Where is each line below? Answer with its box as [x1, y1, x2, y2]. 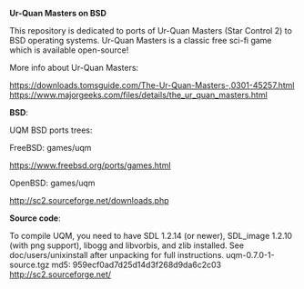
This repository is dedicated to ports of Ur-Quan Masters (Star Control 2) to [9, 25, 293, 35]
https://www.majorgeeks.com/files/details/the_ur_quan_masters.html [9, 90, 269, 100]
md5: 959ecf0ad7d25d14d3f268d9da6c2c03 [51, 259, 221, 270]
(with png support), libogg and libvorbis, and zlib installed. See [9, 240, 244, 251]
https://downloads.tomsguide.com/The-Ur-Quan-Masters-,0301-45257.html [9, 80, 295, 90]
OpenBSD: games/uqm [9, 177, 96, 188]
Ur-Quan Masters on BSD [9, 8, 107, 18]
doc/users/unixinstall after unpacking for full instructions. [9, 250, 225, 260]
